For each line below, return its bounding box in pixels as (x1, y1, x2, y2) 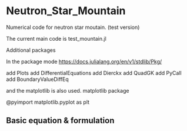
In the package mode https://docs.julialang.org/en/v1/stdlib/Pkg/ (6, 58, 162, 65)
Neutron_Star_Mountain (6, 4, 126, 18)
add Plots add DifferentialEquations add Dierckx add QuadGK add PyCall (6, 69, 182, 76)
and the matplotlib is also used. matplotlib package (6, 87, 129, 94)
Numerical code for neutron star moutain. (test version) (6, 24, 140, 31)
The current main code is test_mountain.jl (6, 35, 107, 42)
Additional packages (6, 46, 56, 54)
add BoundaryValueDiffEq (6, 76, 69, 83)
